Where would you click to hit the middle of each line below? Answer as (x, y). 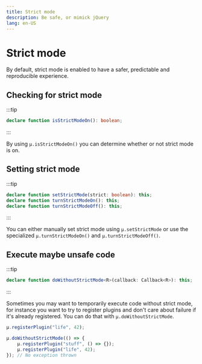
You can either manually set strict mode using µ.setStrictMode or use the (97, 229)
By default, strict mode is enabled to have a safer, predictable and (88, 69)
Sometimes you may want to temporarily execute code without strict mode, (99, 304)
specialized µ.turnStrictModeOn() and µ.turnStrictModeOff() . (84, 235)
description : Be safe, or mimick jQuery (58, 18)
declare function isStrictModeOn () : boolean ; (64, 121)
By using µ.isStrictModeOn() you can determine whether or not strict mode (100, 144)
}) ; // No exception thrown (42, 355)
